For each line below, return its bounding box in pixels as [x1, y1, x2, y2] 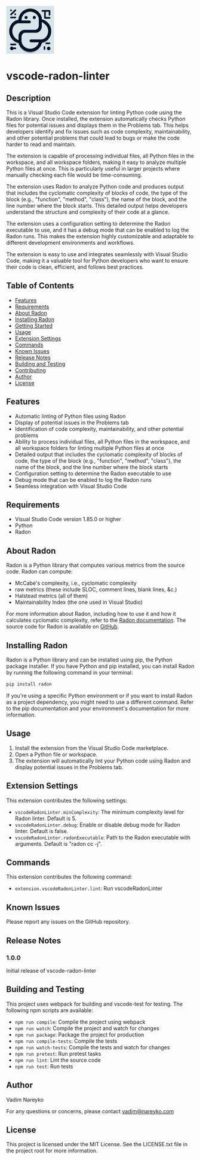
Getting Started [14, 322, 53, 329]
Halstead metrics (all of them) [14, 593, 88, 600]
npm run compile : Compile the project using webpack [14, 1018, 146, 1025]
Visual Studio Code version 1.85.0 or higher [14, 515, 121, 523]
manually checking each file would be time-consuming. [6, 171, 143, 178]
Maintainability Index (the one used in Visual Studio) [14, 599, 143, 606]
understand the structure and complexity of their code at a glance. [6, 208, 170, 215]
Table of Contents [6, 281, 75, 291]
